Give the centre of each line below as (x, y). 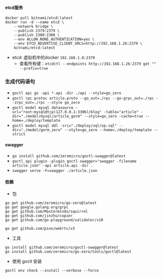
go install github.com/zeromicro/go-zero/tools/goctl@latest (68, 251)
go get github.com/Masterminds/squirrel (47, 211)
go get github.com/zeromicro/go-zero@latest (51, 203)
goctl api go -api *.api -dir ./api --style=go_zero (67, 93)
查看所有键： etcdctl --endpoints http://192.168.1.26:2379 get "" (88, 64)
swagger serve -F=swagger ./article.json (54, 170)
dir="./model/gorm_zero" (37, 130)
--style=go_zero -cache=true (114, 116)
